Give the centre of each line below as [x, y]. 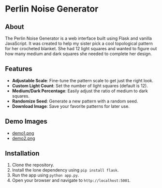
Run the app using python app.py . [45, 175]
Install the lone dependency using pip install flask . [65, 170]
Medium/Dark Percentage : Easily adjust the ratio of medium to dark [80, 91]
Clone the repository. [33, 165]
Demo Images [26, 122]
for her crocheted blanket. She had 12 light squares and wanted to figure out [81, 49]
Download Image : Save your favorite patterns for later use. [71, 106]
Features [19, 69]
